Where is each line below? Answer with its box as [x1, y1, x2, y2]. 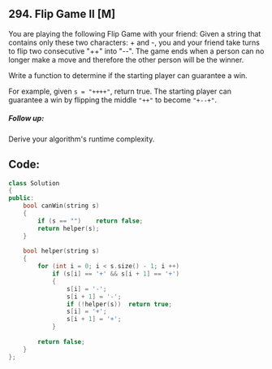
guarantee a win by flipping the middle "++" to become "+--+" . [8, 94, 218, 105]
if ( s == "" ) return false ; [37, 216, 144, 225]
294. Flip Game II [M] [8, 7, 116, 21]
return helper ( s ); [37, 224, 100, 232]
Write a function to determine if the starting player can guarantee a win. [8, 70, 248, 80]
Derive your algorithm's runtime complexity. [8, 134, 155, 144]
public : [8, 194, 35, 202]
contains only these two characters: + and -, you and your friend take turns [8, 37, 260, 47]
